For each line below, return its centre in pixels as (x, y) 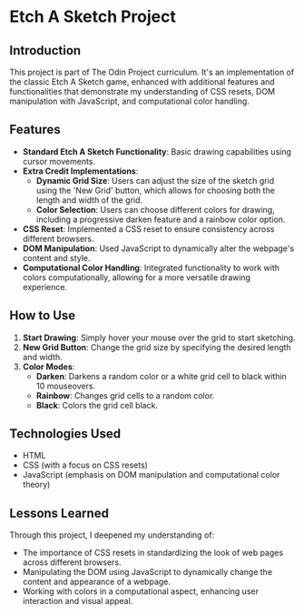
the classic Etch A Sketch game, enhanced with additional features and (142, 82)
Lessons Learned (59, 513)
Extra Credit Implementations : (80, 171)
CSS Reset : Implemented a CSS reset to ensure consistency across (148, 228)
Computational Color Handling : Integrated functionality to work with (151, 267)
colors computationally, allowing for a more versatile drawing (137, 277)
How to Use (43, 316)
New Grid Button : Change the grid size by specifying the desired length (157, 347)
